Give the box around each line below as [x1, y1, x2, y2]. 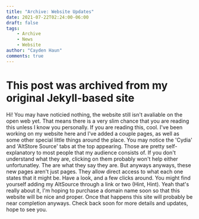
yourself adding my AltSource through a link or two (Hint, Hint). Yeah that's [6, 180, 189, 187]
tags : [6, 25, 20, 32]
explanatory [6, 149, 36, 156]
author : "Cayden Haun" [6, 48, 62, 54]
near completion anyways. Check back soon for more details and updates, [6, 199, 188, 207]
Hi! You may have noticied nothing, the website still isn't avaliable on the [6, 111, 183, 118]
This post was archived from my [6, 79, 168, 92]
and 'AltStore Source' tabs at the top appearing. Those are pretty [6, 142, 165, 149]
